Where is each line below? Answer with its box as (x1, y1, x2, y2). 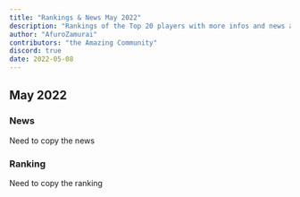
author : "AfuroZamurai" (9, 30, 98, 39)
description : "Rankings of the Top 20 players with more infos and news (9, 21, 286, 30)
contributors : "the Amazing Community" (9, 38, 158, 47)
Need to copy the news (9, 135, 96, 146)
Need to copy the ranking (9, 177, 103, 188)
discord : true (9, 47, 62, 56)
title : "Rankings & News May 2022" (9, 13, 142, 22)
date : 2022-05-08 (9, 55, 74, 64)
